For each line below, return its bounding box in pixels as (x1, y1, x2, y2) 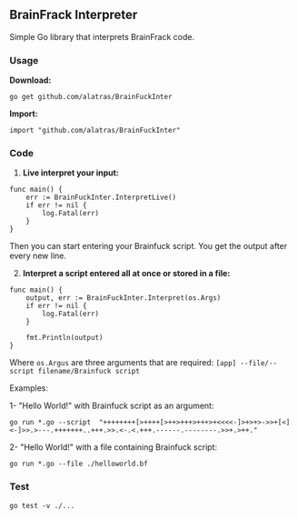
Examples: (9, 383, 48, 394)
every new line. (9, 250, 66, 262)
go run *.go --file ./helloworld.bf (9, 459, 148, 469)
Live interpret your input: (22, 167, 120, 178)
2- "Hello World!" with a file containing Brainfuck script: (9, 442, 218, 453)
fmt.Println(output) (25, 334, 104, 343)
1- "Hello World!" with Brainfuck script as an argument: (9, 400, 214, 412)
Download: (9, 75, 52, 85)
